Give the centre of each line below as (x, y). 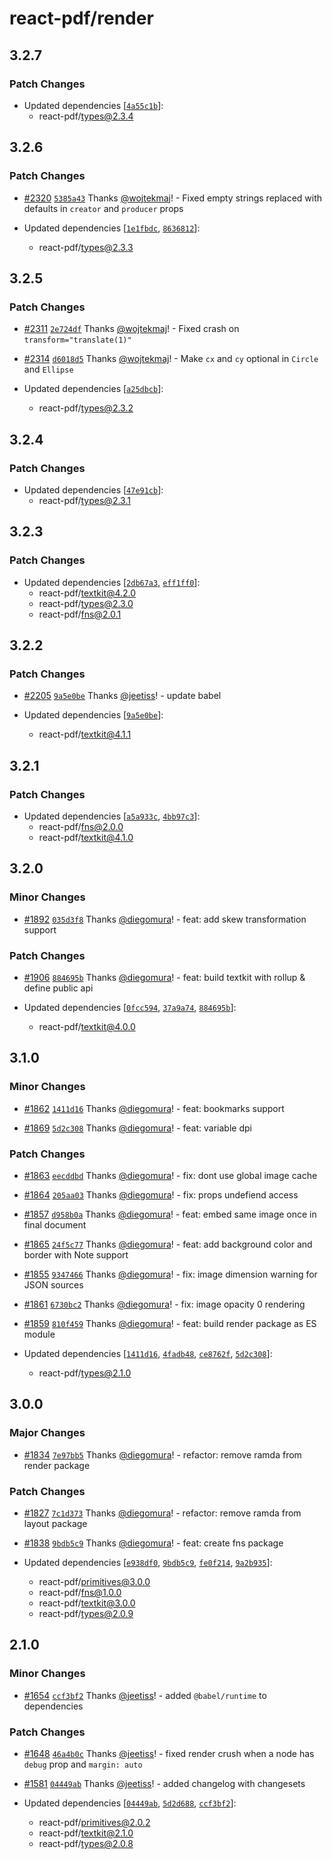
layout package (55, 1523)
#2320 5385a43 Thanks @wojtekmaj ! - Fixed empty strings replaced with (173, 198)
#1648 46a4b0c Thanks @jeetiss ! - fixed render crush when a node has (169, 1753)
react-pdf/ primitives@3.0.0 (94, 1581)
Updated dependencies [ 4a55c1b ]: (93, 105)
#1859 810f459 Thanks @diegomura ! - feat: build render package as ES (170, 1323)
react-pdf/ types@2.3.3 (86, 247)
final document (55, 1224)
